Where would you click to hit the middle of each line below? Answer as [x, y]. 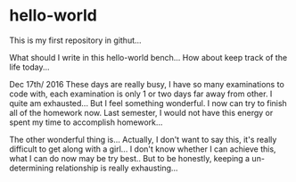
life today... [30, 67]
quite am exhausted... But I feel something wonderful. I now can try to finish [148, 103]
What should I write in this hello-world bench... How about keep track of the [148, 57]
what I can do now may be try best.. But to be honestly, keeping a [130, 158]
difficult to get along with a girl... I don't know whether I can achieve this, [143, 149]
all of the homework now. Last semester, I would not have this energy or [141, 112]
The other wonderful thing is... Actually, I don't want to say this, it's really [143, 139]
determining [32, 168]
